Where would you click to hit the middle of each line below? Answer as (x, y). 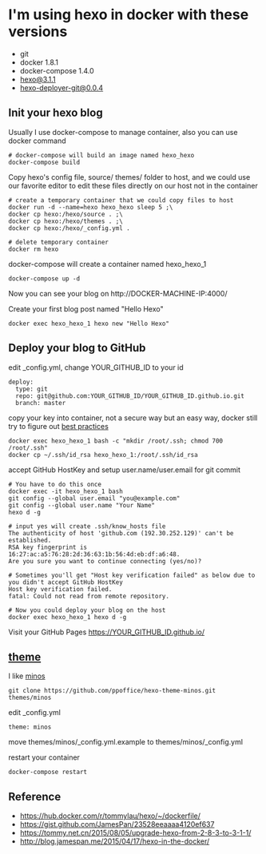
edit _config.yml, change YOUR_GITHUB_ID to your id (96, 367)
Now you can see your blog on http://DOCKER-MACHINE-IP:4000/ (118, 293)
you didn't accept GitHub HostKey (66, 582)
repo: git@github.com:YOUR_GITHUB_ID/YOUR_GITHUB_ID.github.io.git (130, 396)
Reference (35, 796)
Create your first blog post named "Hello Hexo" (86, 308)
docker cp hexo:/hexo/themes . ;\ (66, 221)
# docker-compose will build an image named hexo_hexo (101, 155)
